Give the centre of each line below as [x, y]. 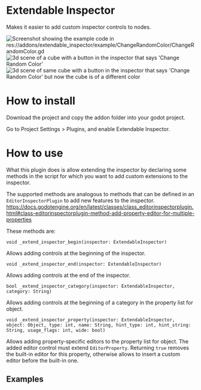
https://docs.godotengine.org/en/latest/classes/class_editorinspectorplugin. [100, 206]
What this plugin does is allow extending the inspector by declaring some [96, 170]
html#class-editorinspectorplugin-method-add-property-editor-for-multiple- [100, 213]
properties [19, 220]
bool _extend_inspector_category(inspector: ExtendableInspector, [91, 286]
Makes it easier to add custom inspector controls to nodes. [79, 27]
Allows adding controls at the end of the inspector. [68, 275]
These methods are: [31, 231]
